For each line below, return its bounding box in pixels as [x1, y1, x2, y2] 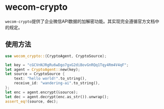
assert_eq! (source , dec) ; [5, 99, 58, 104]
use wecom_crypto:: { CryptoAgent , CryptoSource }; [5, 54, 107, 58]
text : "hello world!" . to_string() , [14, 76, 87, 81]
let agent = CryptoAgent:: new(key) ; [5, 67, 80, 72]
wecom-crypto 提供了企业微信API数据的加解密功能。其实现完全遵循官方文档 [5, 18, 155, 24]
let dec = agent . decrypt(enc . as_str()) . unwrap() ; [5, 94, 109, 99]
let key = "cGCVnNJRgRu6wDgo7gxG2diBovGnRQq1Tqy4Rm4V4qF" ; [5, 62, 129, 67]
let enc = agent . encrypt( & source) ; [5, 90, 78, 95]
